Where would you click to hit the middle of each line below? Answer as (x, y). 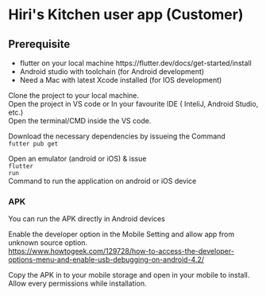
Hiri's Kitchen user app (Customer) (126, 15)
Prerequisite (39, 44)
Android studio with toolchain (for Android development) (112, 72)
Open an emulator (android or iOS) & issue (77, 158)
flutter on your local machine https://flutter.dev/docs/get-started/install (135, 63)
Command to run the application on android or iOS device (102, 181)
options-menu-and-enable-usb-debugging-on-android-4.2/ (106, 259)
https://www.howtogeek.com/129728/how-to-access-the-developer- (121, 251)
